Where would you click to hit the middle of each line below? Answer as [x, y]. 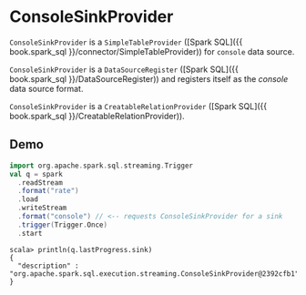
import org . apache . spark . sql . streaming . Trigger [102, 166]
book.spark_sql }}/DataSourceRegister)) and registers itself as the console [149, 78]
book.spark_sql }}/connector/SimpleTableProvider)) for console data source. [152, 51]
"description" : [48, 266]
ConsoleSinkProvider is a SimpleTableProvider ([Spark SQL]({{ [126, 42]
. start [30, 233]
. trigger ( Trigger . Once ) [62, 225]
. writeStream [42, 208]
